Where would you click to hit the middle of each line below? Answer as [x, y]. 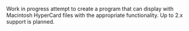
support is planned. [31, 22]
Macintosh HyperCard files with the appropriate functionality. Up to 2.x [94, 15]
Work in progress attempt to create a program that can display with [90, 9]
